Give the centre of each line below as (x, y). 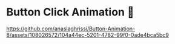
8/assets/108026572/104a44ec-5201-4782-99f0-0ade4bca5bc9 (88, 34)
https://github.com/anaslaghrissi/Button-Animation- (71, 29)
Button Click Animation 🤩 (70, 12)
